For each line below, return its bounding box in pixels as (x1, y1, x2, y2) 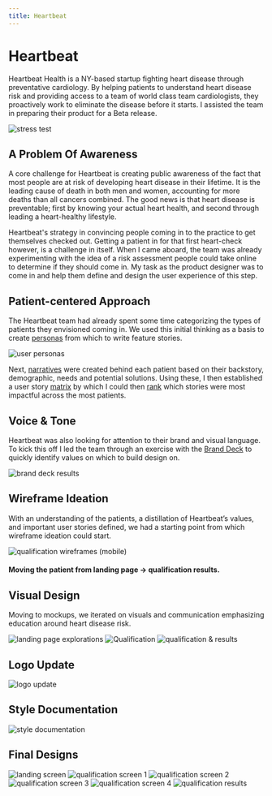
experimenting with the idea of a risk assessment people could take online (8, 253, 257, 264)
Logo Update (8, 658, 75, 672)
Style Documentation (8, 703, 119, 716)
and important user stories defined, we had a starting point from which (8, 522, 245, 531)
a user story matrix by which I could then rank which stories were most (8, 382, 246, 392)
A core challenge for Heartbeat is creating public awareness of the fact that (8, 169, 261, 179)
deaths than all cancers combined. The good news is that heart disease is (8, 195, 256, 204)
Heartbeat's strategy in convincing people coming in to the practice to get (8, 228, 256, 238)
